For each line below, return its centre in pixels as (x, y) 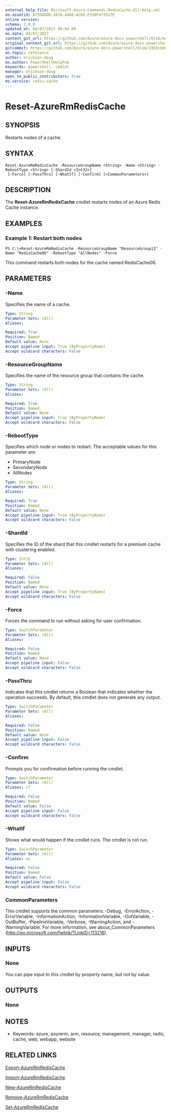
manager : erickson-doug (31, 72)
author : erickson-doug (29, 57)
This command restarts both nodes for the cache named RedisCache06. (81, 263)
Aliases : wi (18, 859)
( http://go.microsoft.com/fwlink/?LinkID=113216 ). (56, 933)
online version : (22, 19)
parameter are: (21, 452)
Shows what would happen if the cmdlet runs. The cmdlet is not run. (77, 839)
